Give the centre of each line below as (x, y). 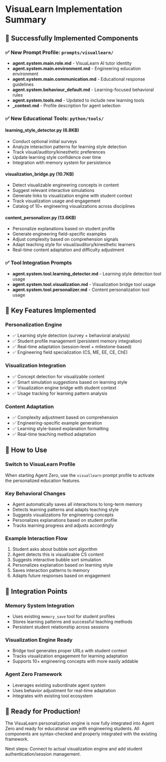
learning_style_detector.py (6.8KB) (42, 130)
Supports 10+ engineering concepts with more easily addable (75, 661)
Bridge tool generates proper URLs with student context (70, 651)
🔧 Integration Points (37, 591)
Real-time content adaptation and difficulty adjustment (68, 250)
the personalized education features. (43, 480)
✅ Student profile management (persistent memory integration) (77, 341)
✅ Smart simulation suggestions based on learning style (70, 382)
